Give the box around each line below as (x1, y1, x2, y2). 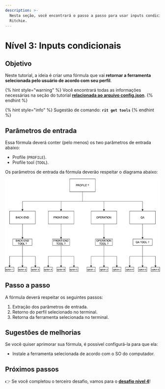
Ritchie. (9, 18, 27, 23)
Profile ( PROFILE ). (12, 155, 47, 160)
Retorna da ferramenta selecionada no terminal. (12, 314, 109, 320)
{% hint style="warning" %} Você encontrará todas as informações (5, 87, 141, 93)
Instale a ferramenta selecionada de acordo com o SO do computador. (12, 351, 155, 357)
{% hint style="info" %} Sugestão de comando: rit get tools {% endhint (5, 107, 155, 113)
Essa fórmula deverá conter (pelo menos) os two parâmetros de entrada (5, 140, 151, 146)
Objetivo (5, 59, 32, 68)
